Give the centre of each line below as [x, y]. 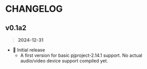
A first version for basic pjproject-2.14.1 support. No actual [81, 55]
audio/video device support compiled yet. [64, 61]
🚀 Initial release [29, 50]
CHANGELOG [34, 9]
